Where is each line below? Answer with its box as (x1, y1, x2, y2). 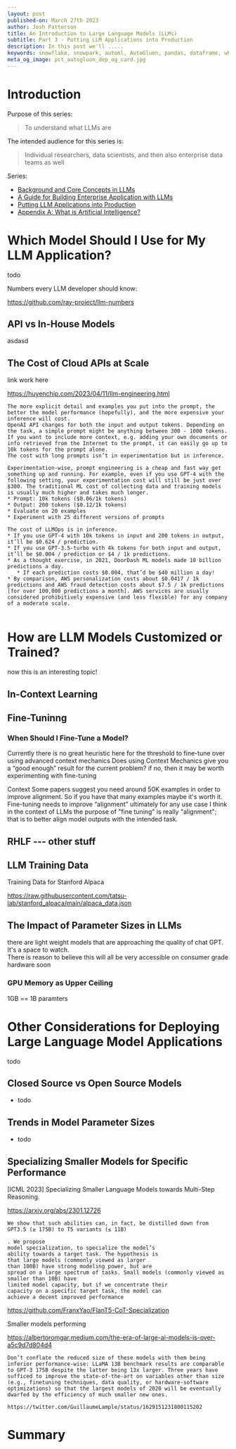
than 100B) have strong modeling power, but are (7, 1263, 152, 1270)
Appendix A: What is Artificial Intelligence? (17, 208, 140, 216)
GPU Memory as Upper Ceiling (7, 978, 114, 988)
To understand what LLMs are (24, 123, 112, 132)
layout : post (7, 10, 46, 18)
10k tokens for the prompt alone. (7, 446, 109, 454)
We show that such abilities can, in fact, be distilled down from (7, 1220, 209, 1227)
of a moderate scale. (7, 600, 71, 607)
